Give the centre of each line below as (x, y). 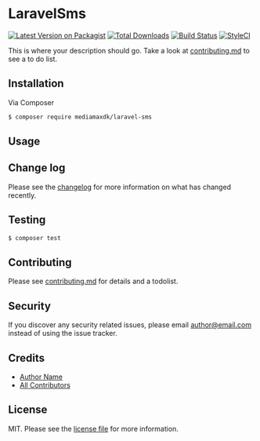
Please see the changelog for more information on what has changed (120, 187)
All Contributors (45, 385)
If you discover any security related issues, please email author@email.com (130, 325)
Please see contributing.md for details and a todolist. (93, 281)
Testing (27, 220)
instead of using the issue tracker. (63, 333)
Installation (36, 84)
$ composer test (34, 238)
